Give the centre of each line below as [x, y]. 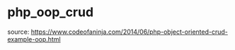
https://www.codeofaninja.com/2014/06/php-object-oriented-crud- [130, 32]
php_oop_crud [51, 12]
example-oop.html [34, 39]
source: [18, 32]
